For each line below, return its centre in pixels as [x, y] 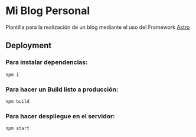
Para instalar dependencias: [47, 62]
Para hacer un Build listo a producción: [62, 89]
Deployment [29, 46]
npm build [18, 101]
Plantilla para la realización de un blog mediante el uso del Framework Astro [98, 27]
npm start [18, 128]
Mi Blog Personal [48, 11]
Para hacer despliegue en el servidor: [60, 116]
